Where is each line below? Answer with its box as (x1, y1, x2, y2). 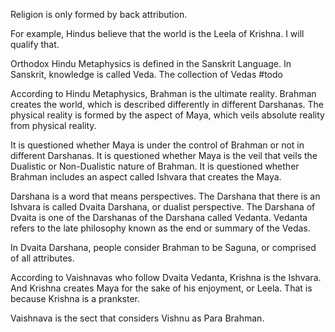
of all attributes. (10, 252, 75, 264)
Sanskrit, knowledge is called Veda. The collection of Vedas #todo (10, 69, 283, 80)
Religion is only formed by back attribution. (10, 9, 188, 20)
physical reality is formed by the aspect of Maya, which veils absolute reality (10, 109, 325, 121)
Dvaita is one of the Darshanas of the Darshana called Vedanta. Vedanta (10, 212, 308, 223)
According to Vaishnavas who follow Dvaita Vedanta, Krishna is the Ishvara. (10, 272, 322, 283)
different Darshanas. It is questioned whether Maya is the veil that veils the (10, 150, 318, 161)
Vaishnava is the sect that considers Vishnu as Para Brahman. (10, 312, 265, 324)
